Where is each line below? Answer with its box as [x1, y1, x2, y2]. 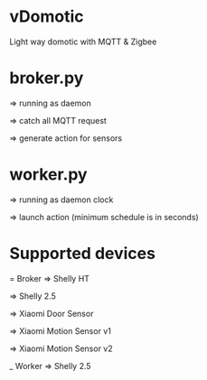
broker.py [9, 68, 84, 88]
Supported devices [9, 244, 156, 264]
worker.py [9, 164, 88, 185]
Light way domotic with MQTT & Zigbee [9, 36, 157, 47]
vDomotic [9, 6, 84, 27]
